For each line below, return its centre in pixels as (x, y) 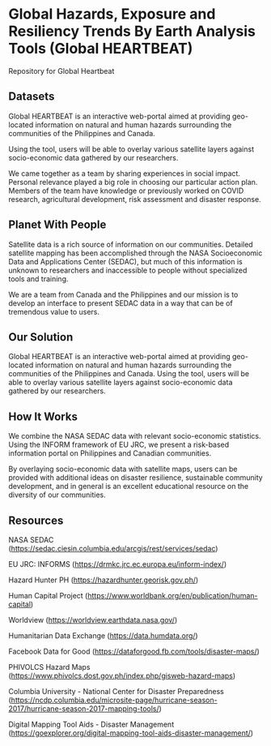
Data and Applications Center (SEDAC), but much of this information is (125, 261)
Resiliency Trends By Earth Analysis (132, 31)
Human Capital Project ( (48, 596)
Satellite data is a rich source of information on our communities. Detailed (131, 244)
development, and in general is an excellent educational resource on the (129, 487)
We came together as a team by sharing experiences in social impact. (125, 173)
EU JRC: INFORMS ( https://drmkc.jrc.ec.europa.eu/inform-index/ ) (118, 564)
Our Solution (41, 337)
